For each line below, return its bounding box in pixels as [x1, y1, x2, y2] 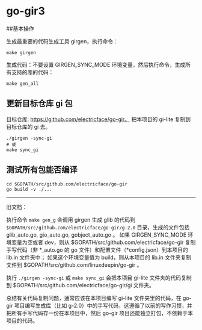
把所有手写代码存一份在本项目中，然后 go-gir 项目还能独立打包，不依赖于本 [6, 309, 194, 317]
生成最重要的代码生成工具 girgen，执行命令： [6, 37, 118, 45]
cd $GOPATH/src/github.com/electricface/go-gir [6, 181, 128, 187]
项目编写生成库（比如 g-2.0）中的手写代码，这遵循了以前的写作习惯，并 [14, 302, 192, 309]
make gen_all [6, 80, 39, 87]
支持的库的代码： [11, 68, 54, 76]
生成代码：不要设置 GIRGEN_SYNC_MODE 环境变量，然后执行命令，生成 [6, 61, 186, 68]
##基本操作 [6, 25, 34, 32]
